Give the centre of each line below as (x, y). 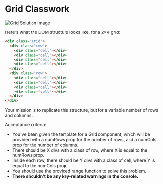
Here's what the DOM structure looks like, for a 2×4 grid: (63, 32)
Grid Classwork (37, 9)
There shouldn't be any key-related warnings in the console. (75, 176)
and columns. (19, 115)
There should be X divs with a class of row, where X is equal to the (80, 150)
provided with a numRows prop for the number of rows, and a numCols (84, 140)
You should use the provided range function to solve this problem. (79, 171)
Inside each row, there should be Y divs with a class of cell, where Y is (83, 160)
